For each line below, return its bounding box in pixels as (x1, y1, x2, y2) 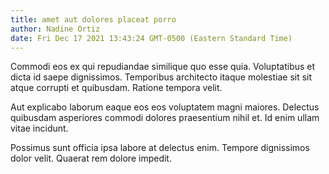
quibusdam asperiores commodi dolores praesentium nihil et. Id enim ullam (10, 112, 320, 124)
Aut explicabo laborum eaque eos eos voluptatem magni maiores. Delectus (10, 101, 320, 113)
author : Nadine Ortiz (10, 24, 101, 34)
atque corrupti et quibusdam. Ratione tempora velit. (10, 82, 223, 94)
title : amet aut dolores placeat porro (10, 14, 177, 25)
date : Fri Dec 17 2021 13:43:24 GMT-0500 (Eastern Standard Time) (10, 33, 293, 43)
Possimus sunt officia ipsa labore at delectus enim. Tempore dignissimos (10, 142, 310, 154)
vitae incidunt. (10, 122, 69, 135)
